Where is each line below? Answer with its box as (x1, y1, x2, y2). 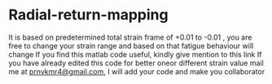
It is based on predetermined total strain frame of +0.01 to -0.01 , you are (8, 32, 252, 42)
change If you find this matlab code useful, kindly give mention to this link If (8, 49, 262, 59)
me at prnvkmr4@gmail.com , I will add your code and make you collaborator (8, 66, 265, 76)
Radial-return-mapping (8, 6, 169, 24)
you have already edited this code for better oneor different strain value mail (8, 58, 265, 68)
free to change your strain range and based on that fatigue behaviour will (8, 40, 254, 50)
